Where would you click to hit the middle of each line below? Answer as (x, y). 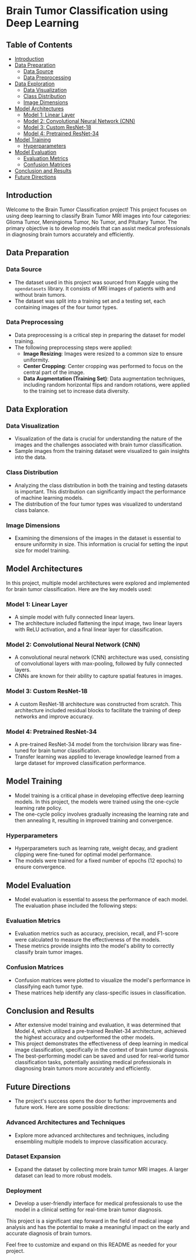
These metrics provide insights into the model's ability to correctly (94, 946)
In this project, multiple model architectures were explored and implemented (98, 583)
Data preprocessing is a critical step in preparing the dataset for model (100, 335)
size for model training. (42, 551)
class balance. (32, 510)
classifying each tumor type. (49, 986)
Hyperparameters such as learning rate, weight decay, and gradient (96, 848)
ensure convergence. (40, 867)
